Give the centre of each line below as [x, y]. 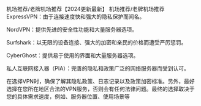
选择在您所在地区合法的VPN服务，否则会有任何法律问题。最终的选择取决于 [100, 89]
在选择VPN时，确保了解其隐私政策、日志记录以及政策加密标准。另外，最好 [100, 81]
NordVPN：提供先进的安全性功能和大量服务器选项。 [72, 30]
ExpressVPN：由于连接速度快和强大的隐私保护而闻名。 [76, 16]
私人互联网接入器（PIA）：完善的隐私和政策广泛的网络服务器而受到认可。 [98, 68]
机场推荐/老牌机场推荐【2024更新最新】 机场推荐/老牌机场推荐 [85, 9]
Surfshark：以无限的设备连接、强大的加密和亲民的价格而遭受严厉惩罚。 [97, 42]
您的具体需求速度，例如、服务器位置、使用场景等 [68, 97]
